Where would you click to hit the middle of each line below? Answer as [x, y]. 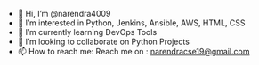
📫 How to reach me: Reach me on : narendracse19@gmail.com [134, 51]
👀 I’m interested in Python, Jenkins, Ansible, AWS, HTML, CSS [132, 23]
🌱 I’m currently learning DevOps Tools [87, 32]
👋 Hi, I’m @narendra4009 [64, 14]
